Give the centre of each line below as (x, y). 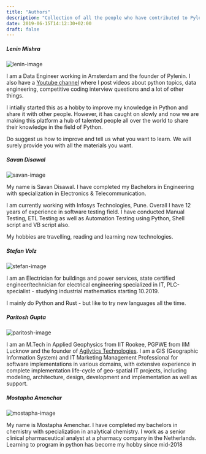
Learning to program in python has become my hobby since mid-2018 (94, 445)
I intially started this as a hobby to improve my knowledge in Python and (97, 107)
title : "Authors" (29, 12)
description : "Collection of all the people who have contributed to (97, 18)
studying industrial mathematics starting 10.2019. (97, 291)
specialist (18, 291)
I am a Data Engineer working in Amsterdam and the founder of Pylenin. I (98, 76)
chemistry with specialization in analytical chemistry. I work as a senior (96, 432)
